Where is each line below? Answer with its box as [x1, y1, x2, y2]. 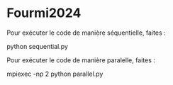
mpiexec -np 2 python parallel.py [6, 69, 104, 78]
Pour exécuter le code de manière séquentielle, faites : [6, 28, 166, 37]
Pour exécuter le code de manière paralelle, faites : [6, 55, 155, 64]
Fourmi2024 [6, 5, 82, 21]
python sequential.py [6, 42, 69, 50]
